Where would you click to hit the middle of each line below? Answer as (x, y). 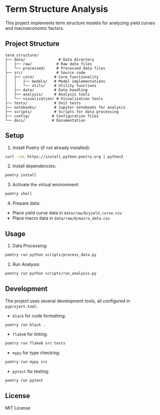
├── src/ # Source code (45, 72)
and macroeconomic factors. (35, 28)
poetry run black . (25, 325)
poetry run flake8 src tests (35, 344)
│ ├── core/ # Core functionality (52, 77)
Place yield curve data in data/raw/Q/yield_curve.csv (67, 213)
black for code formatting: (39, 316)
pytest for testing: (31, 371)
